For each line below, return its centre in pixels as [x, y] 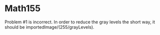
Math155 [22, 9]
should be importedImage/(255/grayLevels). [50, 27]
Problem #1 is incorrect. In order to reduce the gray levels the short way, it [80, 22]
